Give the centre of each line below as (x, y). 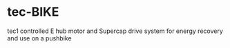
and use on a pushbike (39, 38)
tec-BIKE (33, 12)
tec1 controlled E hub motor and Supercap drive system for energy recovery (115, 31)
